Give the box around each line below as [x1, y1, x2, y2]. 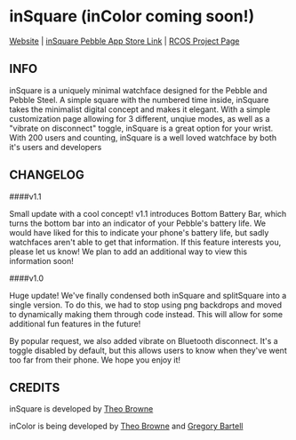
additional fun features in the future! [9, 318, 141, 329]
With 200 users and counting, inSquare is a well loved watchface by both [9, 132, 277, 143]
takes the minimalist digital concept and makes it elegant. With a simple [9, 104, 271, 115]
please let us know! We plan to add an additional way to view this [9, 246, 247, 257]
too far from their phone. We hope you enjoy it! [9, 354, 180, 365]
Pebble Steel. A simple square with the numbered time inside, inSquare [9, 94, 269, 105]
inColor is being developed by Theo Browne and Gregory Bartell [9, 420, 244, 432]
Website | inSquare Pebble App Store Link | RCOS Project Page [9, 36, 240, 46]
